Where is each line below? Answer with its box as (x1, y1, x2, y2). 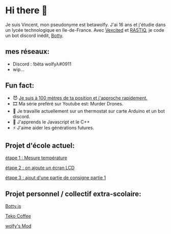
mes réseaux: (5, 47, 50, 56)
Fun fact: (5, 81, 34, 90)
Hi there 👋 (5, 5, 47, 16)
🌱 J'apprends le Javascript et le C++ (12, 119, 90, 125)
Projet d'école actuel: (5, 141, 75, 150)
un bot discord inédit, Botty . (5, 32, 64, 38)
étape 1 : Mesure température (5, 155, 67, 161)
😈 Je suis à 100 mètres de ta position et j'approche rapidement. (12, 95, 148, 101)
